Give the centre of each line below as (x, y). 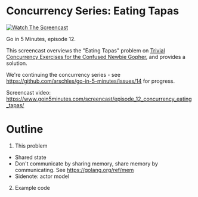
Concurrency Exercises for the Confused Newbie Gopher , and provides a (96, 57)
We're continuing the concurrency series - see (64, 74)
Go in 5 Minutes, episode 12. (41, 39)
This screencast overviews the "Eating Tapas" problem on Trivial (86, 50)
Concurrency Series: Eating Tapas (93, 11)
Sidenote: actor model (42, 176)
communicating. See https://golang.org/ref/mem (74, 170)
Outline (25, 129)
